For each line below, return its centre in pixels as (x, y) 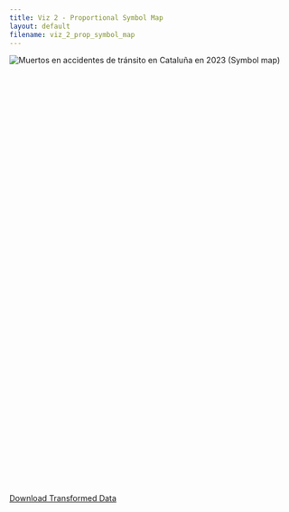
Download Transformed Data (63, 498)
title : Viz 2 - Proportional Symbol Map (87, 18)
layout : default (40, 26)
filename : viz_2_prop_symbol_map (72, 34)
